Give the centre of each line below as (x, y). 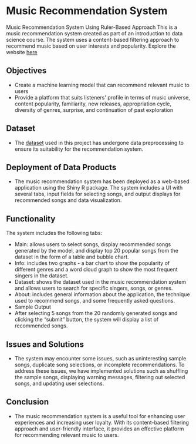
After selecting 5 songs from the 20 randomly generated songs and (96, 313)
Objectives (26, 71)
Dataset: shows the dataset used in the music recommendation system (100, 282)
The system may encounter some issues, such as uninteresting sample (100, 358)
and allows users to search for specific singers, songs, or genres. (94, 288)
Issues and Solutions (45, 344)
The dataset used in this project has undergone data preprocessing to (99, 143)
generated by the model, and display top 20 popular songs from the (97, 251)
